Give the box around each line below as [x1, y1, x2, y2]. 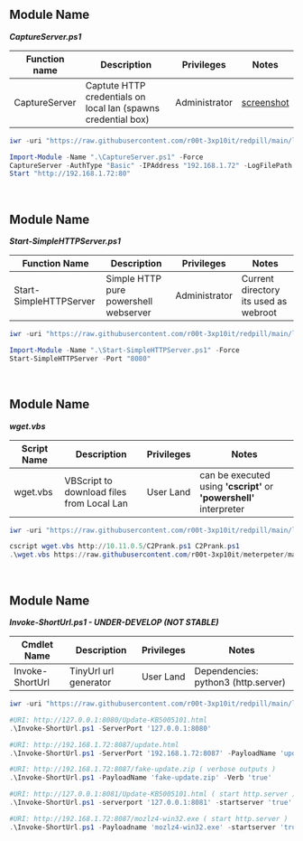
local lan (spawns [85, 101, 161, 114]
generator [69, 677, 112, 688]
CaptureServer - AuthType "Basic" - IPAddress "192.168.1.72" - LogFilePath [9, 161, 293, 170]
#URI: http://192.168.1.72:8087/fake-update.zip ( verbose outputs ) [9, 765, 277, 774]
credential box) [85, 113, 151, 126]
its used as [241, 295, 288, 308]
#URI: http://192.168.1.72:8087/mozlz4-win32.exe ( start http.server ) [9, 814, 289, 823]
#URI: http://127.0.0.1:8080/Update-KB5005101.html [9, 715, 207, 724]
